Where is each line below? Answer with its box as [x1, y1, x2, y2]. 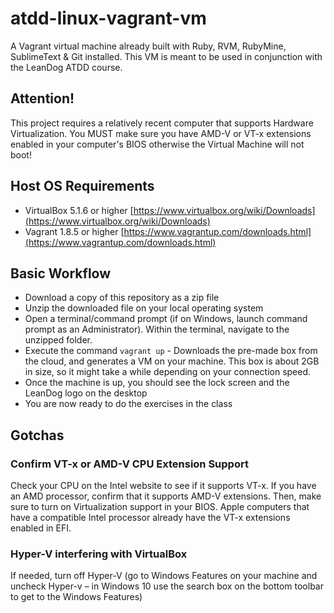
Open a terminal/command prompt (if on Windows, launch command [24, 313, 308, 325]
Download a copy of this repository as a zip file [24, 292, 220, 304]
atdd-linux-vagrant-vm [10, 7, 207, 30]
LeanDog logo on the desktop [24, 387, 148, 399]
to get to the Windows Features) [10, 591, 143, 603]
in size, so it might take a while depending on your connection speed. [24, 366, 312, 378]
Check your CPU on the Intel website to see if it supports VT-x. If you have [10, 480, 317, 492]
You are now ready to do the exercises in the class [24, 398, 233, 410]
